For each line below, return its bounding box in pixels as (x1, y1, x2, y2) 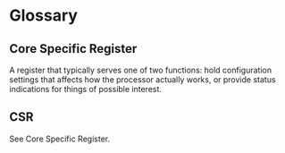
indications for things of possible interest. (9, 84, 163, 94)
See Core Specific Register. (9, 133, 110, 144)
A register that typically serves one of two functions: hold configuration (9, 64, 272, 75)
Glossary (9, 5, 79, 26)
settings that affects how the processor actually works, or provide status (9, 74, 276, 85)
